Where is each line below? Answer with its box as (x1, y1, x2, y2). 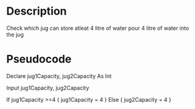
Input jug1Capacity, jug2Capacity (6, 84, 90, 91)
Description (6, 4, 67, 18)
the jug (6, 30, 24, 38)
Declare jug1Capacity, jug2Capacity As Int (6, 72, 112, 80)
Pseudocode (6, 52, 72, 66)
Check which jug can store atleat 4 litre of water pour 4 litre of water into (6, 24, 190, 32)
